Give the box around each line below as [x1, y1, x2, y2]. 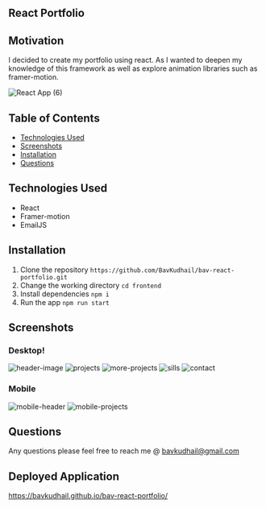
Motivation [8, 34, 64, 47]
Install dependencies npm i [19, 289, 110, 299]
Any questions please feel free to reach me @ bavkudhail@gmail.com [8, 446, 239, 456]
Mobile [8, 383, 36, 394]
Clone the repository [19, 265, 89, 275]
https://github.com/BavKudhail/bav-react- [89, 266, 235, 275]
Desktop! [8, 345, 45, 356]
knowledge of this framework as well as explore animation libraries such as [8, 64, 258, 73]
